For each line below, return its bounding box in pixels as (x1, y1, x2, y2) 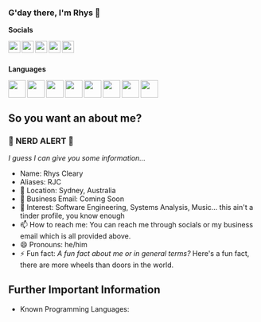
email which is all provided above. (19, 231, 131, 241)
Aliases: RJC (19, 177, 62, 186)
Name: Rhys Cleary (19, 169, 84, 178)
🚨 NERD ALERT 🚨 (8, 135, 74, 146)
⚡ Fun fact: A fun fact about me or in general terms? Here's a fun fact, (19, 248, 250, 258)
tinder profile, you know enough (19, 211, 125, 220)
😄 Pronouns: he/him (19, 239, 88, 249)
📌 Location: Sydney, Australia (19, 185, 117, 195)
